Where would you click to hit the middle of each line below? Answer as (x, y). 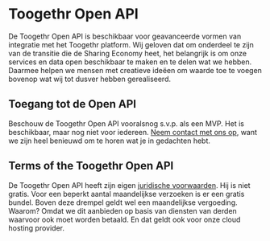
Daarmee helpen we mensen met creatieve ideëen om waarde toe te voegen (135, 70)
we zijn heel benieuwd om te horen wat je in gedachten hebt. (110, 141)
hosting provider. (36, 228)
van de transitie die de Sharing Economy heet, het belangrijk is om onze (128, 53)
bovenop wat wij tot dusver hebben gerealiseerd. (90, 79)
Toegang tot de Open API (73, 104)
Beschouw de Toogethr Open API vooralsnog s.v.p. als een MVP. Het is (126, 123)
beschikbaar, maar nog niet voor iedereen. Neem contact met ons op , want (133, 132)
